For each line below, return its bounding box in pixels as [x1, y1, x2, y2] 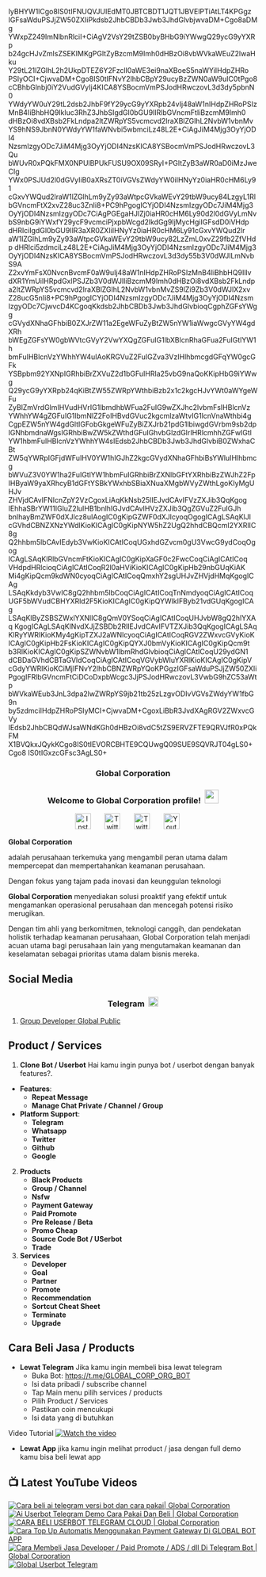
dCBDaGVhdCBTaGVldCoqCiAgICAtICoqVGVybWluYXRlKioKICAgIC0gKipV [8, 656, 253, 664]
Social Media [8, 972, 74, 986]
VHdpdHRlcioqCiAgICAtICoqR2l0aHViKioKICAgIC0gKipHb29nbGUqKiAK [8, 563, 245, 572]
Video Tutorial [8, 1428, 54, 1437]
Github [31, 1143, 55, 1152]
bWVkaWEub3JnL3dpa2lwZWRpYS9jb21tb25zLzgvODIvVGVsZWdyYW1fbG [8, 689, 255, 699]
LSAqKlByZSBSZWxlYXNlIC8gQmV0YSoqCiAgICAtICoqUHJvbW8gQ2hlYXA [8, 614, 256, 622]
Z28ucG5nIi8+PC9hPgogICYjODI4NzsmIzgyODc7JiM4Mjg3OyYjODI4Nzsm [8, 293, 254, 302]
